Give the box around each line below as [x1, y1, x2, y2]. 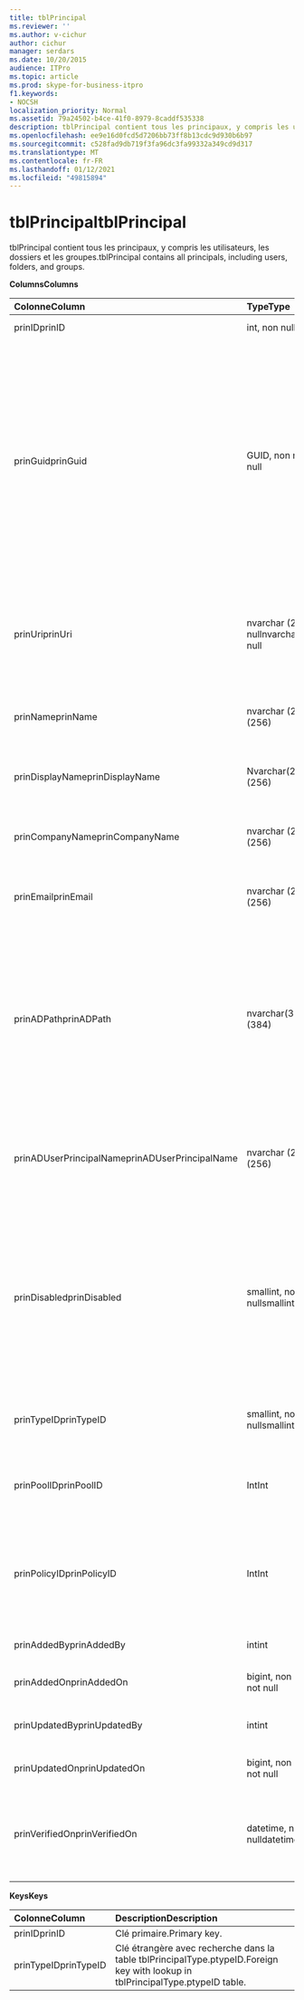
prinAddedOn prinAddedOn [14, 1676, 128, 1689]
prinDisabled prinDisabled [14, 1291, 122, 1304]
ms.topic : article [9, 72, 79, 81]
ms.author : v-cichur [9, 30, 88, 39]
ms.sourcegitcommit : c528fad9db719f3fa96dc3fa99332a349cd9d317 [9, 139, 253, 148]
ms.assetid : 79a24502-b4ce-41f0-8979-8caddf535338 [9, 114, 204, 123]
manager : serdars [9, 47, 75, 56]
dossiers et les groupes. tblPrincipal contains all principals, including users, [9, 252, 288, 263]
